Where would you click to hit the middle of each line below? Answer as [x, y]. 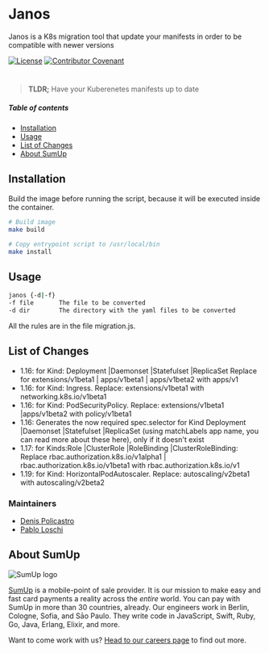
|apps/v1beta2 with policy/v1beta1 [76, 414]
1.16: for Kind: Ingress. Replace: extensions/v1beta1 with [112, 388]
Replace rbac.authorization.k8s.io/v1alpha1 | [93, 457]
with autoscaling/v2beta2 [62, 482]
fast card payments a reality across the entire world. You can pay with [124, 598]
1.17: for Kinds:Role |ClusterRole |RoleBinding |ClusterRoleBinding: [129, 448]
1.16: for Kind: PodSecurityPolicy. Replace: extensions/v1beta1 [122, 405]
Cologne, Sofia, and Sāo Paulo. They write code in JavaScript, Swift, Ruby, [132, 616]
